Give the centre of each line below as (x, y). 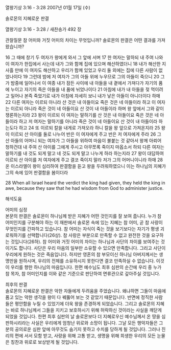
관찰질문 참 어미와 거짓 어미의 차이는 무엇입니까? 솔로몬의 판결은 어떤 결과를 (81, 40)
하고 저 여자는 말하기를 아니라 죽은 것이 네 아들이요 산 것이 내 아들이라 (88, 121)
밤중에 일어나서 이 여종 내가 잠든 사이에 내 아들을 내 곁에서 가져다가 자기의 (84, 83)
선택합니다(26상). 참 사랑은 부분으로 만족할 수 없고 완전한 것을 (89, 235)
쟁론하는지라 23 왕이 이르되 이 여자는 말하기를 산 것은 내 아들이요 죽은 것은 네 (82, 115)
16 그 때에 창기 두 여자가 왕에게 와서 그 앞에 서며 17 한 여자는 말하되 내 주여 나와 (84, 57)
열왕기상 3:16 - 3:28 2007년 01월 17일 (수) (48, 7)
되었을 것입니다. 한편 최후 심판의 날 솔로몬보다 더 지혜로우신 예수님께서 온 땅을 (83, 316)
